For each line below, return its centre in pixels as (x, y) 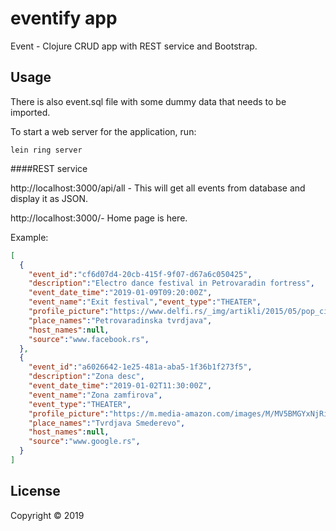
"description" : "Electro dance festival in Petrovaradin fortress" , (171, 283)
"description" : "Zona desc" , (86, 377)
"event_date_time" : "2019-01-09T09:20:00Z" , (120, 293)
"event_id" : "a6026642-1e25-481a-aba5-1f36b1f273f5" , (140, 367)
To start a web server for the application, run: (103, 131)
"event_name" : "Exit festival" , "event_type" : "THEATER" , (145, 302)
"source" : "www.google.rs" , (84, 442)
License (35, 491)
